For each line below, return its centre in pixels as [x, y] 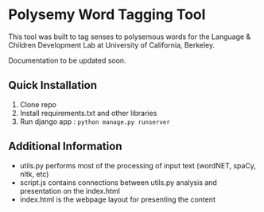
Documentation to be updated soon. [67, 60]
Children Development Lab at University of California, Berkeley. [112, 44]
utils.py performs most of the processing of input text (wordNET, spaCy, [138, 165]
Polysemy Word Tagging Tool [107, 15]
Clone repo [38, 104]
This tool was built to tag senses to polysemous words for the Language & [130, 37]
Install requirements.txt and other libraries [88, 113]
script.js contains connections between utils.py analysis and [118, 182]
